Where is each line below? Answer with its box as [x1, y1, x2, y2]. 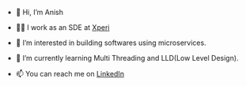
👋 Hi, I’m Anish [15, 8, 63, 17]
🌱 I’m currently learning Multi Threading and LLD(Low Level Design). [15, 54, 239, 62]
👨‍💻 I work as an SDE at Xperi [15, 23, 110, 32]
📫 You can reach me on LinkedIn [15, 69, 125, 78]
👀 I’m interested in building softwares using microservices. [15, 38, 207, 47]
